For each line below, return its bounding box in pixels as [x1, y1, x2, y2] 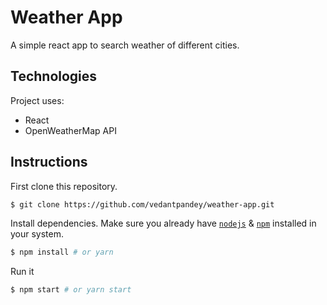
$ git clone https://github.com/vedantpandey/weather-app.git [10, 199, 275, 210]
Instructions [10, 154, 88, 171]
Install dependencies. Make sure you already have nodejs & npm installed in [10, 217, 317, 230]
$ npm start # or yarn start [10, 285, 132, 295]
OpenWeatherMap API [24, 124, 117, 136]
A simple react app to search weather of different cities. [10, 39, 240, 51]
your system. [10, 228, 65, 240]
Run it [10, 266, 35, 278]
